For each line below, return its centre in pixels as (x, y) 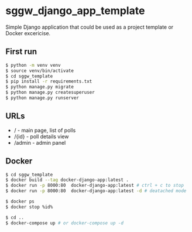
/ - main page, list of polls (45, 130)
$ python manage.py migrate (40, 87)
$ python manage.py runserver (42, 98)
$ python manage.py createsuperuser (50, 93)
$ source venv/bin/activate (40, 71)
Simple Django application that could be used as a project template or (90, 27)
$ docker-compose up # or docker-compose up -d (65, 223)
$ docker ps (20, 202)
